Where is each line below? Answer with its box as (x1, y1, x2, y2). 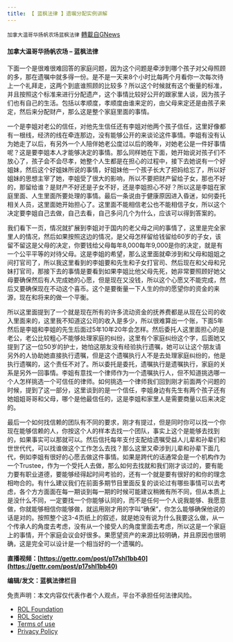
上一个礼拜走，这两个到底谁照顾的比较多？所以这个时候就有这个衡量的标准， (7, 81, 226, 90)
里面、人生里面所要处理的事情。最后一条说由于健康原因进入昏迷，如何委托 (12, 192, 226, 200)
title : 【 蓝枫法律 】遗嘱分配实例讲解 (7, 10, 107, 17)
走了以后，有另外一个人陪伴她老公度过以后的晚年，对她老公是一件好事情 (19, 140, 226, 148)
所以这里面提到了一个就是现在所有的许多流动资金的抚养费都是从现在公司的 (7, 307, 220, 316)
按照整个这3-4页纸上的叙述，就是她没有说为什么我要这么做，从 (37, 513, 218, 521)
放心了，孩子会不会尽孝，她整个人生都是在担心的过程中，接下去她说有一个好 (7, 157, 226, 165)
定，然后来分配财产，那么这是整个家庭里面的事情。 (7, 107, 153, 115)
